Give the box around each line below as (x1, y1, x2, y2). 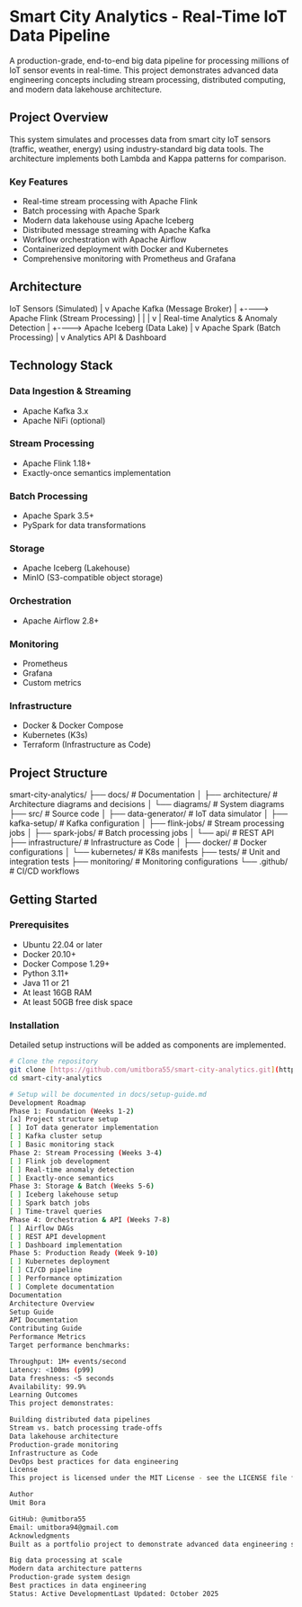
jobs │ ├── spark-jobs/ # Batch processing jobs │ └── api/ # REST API (9, 828, 274, 839)
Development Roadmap (9, 1098, 87, 1108)
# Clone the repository (9, 1057, 99, 1066)
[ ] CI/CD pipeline (9, 1266, 83, 1275)
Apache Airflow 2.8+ (22, 615, 100, 626)
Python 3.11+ (22, 967, 70, 978)
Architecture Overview (9, 1298, 94, 1308)
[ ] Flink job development (9, 1156, 111, 1166)
